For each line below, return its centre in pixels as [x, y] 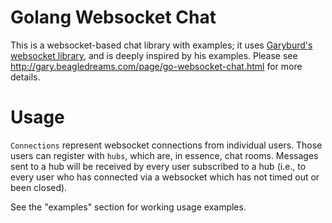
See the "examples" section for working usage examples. [128, 207]
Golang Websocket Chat [113, 17]
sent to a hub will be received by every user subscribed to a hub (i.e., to [158, 166]
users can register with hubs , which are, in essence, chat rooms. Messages [164, 155]
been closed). [39, 187]
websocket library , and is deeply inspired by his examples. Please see [154, 55]
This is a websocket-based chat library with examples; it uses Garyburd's [161, 45]
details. [25, 77]
